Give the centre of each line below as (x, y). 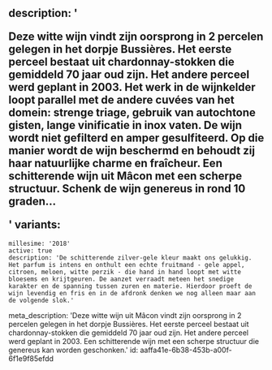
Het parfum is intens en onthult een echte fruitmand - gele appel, (127, 265)
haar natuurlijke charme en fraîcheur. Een (116, 163)
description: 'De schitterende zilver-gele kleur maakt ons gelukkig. (130, 258)
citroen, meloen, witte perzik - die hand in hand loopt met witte (125, 272)
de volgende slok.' (41, 300)
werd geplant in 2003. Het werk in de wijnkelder (132, 87)
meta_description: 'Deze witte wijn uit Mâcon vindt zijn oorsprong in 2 (125, 315)
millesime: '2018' (39, 243)
